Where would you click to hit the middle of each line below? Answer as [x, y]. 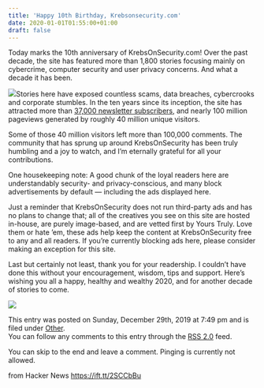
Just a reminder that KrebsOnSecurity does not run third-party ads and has [130, 207]
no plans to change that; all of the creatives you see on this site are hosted [129, 216]
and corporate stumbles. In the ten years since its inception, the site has [125, 103]
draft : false [30, 30]
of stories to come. [39, 290]
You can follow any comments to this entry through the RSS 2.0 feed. [120, 337]
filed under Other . [37, 328]
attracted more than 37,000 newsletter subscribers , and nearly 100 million [128, 111]
